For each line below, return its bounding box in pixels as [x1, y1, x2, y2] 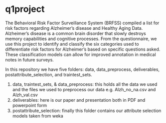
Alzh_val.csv [12, 92, 38, 98]
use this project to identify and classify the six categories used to [5, 41, 139, 47]
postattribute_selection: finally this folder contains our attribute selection [12, 108, 162, 114]
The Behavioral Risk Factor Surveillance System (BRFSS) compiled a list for [5, 20, 160, 26]
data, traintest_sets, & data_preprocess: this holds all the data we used [12, 81, 158, 87]
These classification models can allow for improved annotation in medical [5, 51, 156, 58]
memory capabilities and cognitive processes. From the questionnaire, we [5, 36, 157, 42]
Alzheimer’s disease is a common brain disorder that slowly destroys [5, 30, 146, 36]
